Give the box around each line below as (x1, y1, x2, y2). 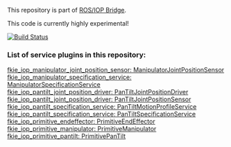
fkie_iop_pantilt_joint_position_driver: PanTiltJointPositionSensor (7, 95, 191, 103)
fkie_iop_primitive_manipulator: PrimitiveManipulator (7, 125, 157, 133)
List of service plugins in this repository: (7, 50, 146, 60)
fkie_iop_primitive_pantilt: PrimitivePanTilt (7, 132, 126, 141)
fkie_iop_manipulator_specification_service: (7, 73, 132, 82)
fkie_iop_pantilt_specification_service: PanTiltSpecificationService (7, 110, 196, 119)
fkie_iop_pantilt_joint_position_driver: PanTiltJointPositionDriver (7, 88, 189, 96)
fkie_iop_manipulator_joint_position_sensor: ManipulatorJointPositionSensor (7, 66, 225, 74)
